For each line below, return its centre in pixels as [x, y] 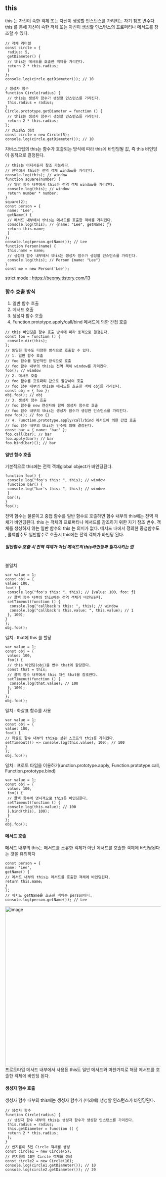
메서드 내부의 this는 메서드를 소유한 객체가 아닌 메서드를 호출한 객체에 [72, 848]
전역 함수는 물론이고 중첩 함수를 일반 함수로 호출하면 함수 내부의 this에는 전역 [79, 516]
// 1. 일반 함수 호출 [24, 356]
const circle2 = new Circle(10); [40, 1161]
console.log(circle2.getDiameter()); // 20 [51, 1170]
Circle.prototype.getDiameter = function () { [54, 111]
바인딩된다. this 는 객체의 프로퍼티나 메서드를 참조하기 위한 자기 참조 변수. [85, 522]
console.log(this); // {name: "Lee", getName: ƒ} [59, 224]
